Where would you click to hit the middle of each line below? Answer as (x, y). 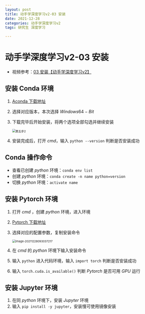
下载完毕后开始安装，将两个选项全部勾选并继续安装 (63, 122)
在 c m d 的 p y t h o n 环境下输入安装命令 (49, 250)
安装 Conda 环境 (29, 89)
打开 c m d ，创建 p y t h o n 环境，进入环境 (51, 211)
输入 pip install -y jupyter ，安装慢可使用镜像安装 (64, 306)
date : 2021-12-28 (22, 18)
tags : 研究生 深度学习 (25, 28)
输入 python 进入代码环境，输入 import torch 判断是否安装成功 (74, 261)
